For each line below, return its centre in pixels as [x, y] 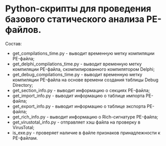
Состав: [13, 43]
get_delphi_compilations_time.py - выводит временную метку [77, 64]
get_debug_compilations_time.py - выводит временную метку [77, 74]
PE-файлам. [25, 138]
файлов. [23, 30]
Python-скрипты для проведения [78, 9]
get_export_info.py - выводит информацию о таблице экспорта [79, 106]
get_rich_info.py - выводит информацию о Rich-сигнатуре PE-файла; [85, 117]
